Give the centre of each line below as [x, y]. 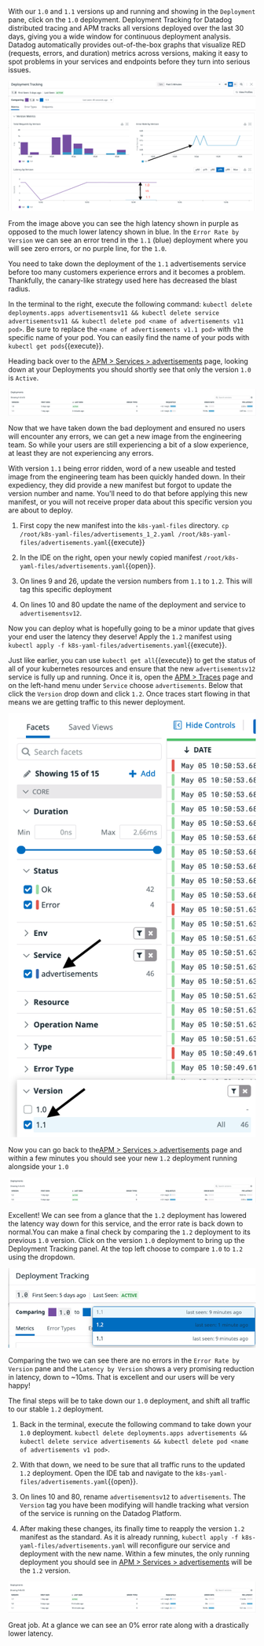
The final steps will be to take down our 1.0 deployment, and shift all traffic [129, 1400]
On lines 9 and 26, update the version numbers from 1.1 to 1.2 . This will [136, 581]
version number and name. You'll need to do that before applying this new [128, 494]
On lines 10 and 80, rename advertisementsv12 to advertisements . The [132, 1496]
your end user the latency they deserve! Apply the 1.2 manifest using [120, 637]
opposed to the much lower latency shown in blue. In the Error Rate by [124, 232]
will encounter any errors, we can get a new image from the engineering [125, 437]
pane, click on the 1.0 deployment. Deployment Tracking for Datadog [120, 20]
